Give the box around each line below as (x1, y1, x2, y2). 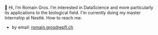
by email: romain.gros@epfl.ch (11, 24, 74, 30)
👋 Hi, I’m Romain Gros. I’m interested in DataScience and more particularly (4, 5, 154, 10)
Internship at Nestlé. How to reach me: (4, 15, 82, 20)
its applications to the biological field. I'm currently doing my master (4, 10, 141, 16)
